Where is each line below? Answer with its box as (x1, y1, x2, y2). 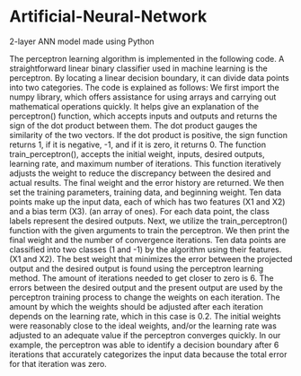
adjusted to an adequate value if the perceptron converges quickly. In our (9, 329, 281, 340)
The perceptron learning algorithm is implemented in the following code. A (9, 53, 285, 64)
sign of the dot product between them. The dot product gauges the (9, 119, 258, 131)
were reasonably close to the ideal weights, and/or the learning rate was (9, 320, 277, 331)
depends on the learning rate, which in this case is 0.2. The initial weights (9, 310, 281, 321)
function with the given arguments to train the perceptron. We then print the (9, 224, 290, 235)
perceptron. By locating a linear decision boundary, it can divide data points (9, 72, 290, 83)
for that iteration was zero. (9, 358, 108, 369)
